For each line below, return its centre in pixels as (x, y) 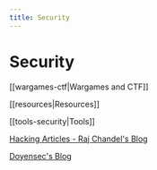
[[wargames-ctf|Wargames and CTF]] (79, 87)
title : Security (39, 17)
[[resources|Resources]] (55, 104)
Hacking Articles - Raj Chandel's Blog (78, 139)
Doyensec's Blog (40, 156)
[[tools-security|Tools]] (52, 121)
